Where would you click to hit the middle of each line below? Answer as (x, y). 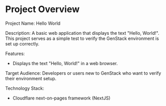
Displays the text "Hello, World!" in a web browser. (65, 63)
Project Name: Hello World (33, 23)
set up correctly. (22, 43)
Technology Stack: (25, 88)
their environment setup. (31, 78)
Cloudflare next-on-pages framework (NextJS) (61, 98)
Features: (15, 54)
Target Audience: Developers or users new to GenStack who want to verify (83, 73)
